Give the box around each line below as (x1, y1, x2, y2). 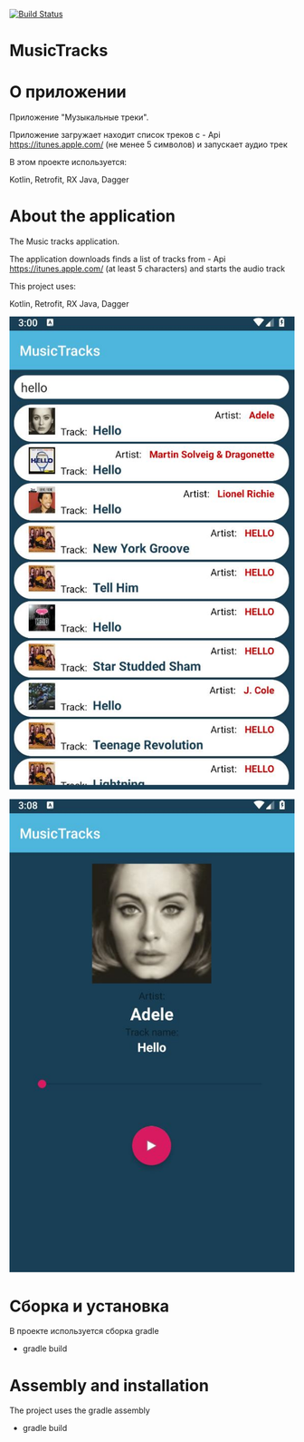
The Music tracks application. (9, 236, 120, 247)
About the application (9, 206, 176, 227)
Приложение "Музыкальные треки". (9, 112, 149, 123)
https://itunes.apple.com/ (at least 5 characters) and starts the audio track (9, 263, 286, 274)
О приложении (9, 82, 127, 103)
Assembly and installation (9, 1375, 210, 1396)
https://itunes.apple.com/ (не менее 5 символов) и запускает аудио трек (9, 139, 288, 150)
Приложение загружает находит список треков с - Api (9, 130, 221, 141)
